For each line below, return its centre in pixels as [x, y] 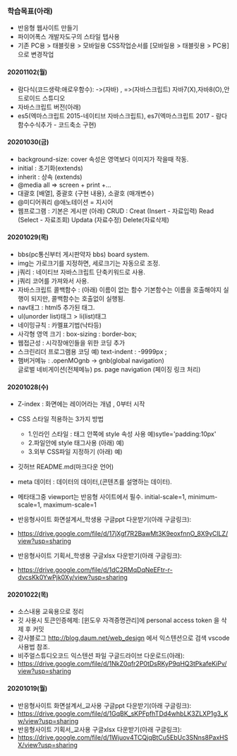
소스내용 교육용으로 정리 [51, 612]
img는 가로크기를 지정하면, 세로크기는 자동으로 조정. [89, 263]
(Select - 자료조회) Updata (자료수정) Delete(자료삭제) [93, 219]
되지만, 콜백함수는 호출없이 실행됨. [78, 298]
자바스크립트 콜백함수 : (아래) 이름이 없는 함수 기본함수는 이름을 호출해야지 [120, 290]
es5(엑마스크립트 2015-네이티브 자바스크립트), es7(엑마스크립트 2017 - [116, 115]
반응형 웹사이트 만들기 [48, 28]
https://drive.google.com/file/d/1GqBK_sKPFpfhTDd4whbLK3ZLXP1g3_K [123, 714]
